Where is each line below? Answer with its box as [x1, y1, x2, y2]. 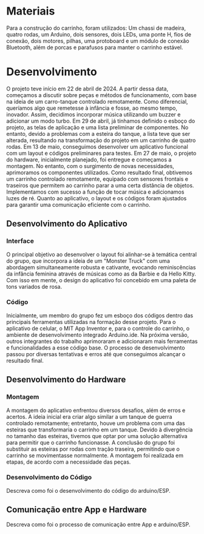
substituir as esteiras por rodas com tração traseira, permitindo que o [6, 445, 180, 453]
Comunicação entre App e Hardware [6, 505, 147, 515]
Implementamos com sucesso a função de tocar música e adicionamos [6, 188, 185, 195]
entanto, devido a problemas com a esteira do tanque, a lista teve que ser [6, 130, 190, 137]
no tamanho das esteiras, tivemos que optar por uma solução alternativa [6, 432, 188, 439]
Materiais [6, 4, 55, 18]
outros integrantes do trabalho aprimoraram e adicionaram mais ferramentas [6, 337, 198, 345]
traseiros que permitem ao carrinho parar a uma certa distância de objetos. [6, 181, 194, 189]
